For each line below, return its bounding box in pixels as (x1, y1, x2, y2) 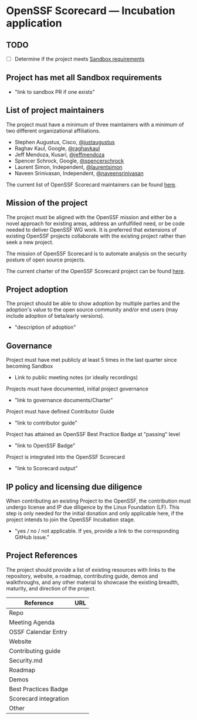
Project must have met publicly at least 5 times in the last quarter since (6, 356, 177, 364)
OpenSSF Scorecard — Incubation (6, 4, 175, 18)
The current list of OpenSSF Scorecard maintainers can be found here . (6, 181, 177, 188)
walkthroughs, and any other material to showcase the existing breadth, (6, 579, 179, 586)
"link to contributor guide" (14, 419, 78, 426)
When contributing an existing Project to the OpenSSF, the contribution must (6, 497, 191, 504)
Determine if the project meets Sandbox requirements (14, 56, 145, 62)
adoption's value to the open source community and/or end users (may (6, 306, 178, 313)
